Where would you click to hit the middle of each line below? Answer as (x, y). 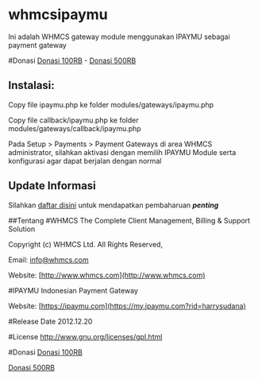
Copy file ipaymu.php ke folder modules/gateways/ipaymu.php (111, 104)
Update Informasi (52, 186)
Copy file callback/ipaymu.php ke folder (73, 120)
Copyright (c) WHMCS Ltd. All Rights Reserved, (86, 244)
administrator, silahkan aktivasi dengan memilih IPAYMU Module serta (122, 152)
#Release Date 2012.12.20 (50, 321)
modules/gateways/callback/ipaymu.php (75, 128)
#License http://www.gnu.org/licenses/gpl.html (85, 336)
